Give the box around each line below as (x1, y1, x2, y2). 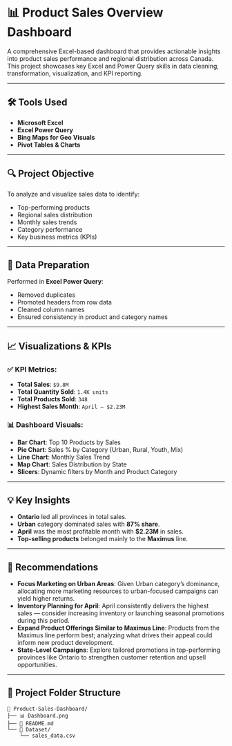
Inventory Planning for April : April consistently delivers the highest (17, 601, 209, 610)
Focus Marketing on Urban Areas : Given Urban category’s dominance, (17, 579, 220, 588)
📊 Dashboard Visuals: (7, 419, 84, 429)
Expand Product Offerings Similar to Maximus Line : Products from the (17, 624, 220, 632)
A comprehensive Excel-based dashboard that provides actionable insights (7, 47, 221, 55)
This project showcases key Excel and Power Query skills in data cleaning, (7, 62, 220, 70)
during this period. (17, 616, 70, 624)
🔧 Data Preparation (7, 259, 90, 271)
